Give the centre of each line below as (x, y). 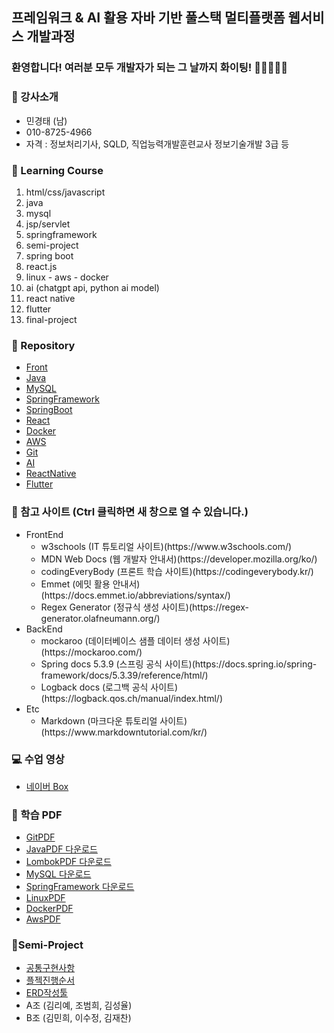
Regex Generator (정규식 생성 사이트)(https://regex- (144, 607)
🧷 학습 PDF (37, 815)
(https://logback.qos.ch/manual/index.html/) (131, 698)
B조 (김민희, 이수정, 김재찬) (78, 1018)
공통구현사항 (50, 968)
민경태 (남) (46, 120)
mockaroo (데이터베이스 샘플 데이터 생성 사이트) (135, 640)
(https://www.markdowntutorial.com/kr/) (124, 732)
